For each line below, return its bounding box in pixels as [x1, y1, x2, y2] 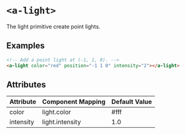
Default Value [111, 97, 152, 106]
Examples [6, 40, 45, 51]
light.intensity [42, 118, 81, 127]
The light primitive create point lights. [6, 23, 101, 30]
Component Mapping [42, 97, 106, 106]
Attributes [6, 79, 46, 90]
